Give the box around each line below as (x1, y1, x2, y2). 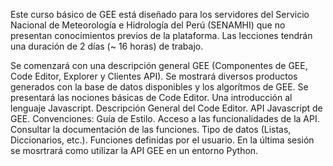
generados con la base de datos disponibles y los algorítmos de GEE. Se (10, 81, 309, 93)
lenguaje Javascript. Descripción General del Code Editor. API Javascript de (10, 102, 323, 114)
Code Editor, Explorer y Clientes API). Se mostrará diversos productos (10, 70, 298, 82)
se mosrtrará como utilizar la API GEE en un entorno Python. (10, 145, 259, 156)
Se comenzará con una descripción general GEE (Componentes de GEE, (10, 60, 308, 71)
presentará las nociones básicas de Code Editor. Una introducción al (10, 92, 293, 103)
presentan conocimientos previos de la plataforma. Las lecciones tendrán (10, 30, 313, 41)
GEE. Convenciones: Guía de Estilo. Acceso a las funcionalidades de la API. (10, 113, 320, 124)
